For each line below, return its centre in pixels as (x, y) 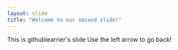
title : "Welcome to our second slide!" (65, 20)
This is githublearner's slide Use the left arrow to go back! (90, 39)
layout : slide (28, 13)
